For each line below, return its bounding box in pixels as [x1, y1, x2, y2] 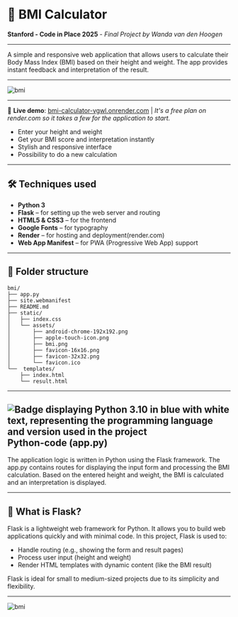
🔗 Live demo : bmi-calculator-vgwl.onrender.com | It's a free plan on [7, 106, 207, 114]
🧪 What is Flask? [7, 506, 81, 518]
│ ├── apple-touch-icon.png [7, 334, 110, 342]
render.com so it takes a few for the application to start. [7, 114, 171, 122]
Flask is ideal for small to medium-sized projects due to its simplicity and [7, 574, 220, 583]
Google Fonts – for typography [17, 223, 108, 231]
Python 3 [17, 200, 46, 209]
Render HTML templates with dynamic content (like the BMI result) [17, 561, 212, 569]
